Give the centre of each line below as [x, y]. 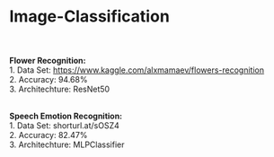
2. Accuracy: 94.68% [49, 79]
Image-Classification [90, 17]
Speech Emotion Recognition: [66, 116]
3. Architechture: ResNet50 [60, 89]
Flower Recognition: [48, 60]
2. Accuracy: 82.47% [49, 135]
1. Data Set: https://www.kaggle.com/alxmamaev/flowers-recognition [137, 70]
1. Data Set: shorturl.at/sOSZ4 [64, 125]
